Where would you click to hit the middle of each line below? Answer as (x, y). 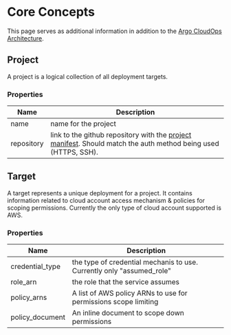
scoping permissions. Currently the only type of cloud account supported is (114, 208)
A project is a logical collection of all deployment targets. (88, 76)
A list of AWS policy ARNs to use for (130, 293)
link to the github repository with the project (121, 135)
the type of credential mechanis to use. (135, 262)
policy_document (38, 317)
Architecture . (26, 38)
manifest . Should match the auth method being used (135, 144)
